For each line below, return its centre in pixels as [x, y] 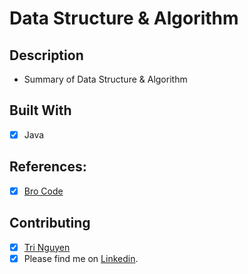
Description [46, 55]
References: [48, 167]
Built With [40, 110]
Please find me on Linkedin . [81, 258]
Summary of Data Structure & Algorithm [105, 79]
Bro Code [43, 191]
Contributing [50, 223]
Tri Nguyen [47, 247]
